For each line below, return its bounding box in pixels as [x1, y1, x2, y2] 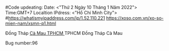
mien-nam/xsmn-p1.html [5, 20, 57, 26]
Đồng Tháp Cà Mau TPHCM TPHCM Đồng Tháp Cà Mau [5, 30, 123, 36]
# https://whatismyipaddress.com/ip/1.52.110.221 [5, 15, 105, 21]
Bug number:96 [5, 40, 38, 46]
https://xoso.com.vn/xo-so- [106, 15, 164, 21]
